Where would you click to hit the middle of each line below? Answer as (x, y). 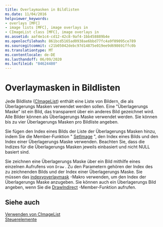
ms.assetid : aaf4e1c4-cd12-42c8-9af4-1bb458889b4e (57, 37)
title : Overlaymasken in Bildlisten (42, 9)
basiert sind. (18, 152)
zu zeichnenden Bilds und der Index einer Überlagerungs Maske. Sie (74, 172)
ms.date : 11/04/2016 (26, 14)
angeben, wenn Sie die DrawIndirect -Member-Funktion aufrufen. (71, 187)
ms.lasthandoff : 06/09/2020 (34, 59)
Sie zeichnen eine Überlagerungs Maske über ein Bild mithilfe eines (73, 161)
